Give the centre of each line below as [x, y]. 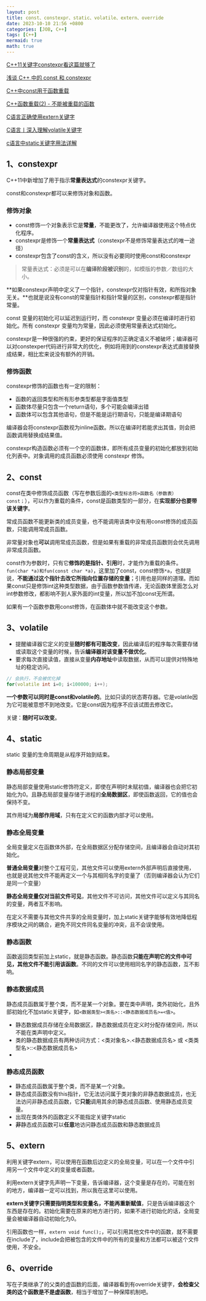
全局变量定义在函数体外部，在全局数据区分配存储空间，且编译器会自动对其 [100, 847]
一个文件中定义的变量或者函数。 [57, 1169]
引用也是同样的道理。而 [164, 579]
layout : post [23, 12]
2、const [24, 477]
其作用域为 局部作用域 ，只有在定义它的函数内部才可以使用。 [82, 815]
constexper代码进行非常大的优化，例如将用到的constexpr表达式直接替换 [108, 346]
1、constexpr [32, 164]
